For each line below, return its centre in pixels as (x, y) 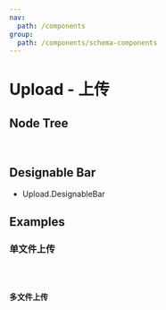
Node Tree (39, 123)
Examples (37, 222)
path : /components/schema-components (87, 43)
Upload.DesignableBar (63, 194)
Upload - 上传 (59, 90)
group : (21, 34)
